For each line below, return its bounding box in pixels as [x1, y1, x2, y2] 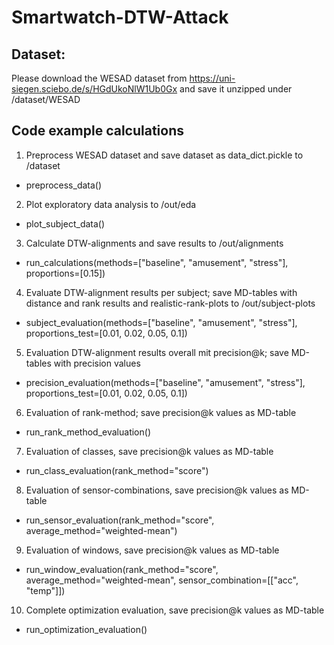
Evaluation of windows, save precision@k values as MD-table [25, 544, 280, 556]
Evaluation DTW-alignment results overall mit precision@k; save [25, 346, 289, 358]
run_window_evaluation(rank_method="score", [25, 563, 219, 575]
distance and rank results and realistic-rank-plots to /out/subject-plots [25, 297, 316, 309]
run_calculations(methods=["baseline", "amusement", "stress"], [25, 256, 289, 268]
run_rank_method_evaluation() [25, 426, 151, 438]
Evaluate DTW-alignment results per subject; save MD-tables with [25, 286, 298, 298]
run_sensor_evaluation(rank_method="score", [25, 514, 215, 526]
